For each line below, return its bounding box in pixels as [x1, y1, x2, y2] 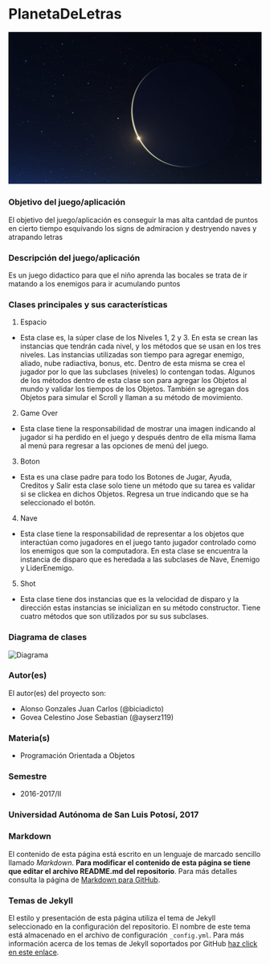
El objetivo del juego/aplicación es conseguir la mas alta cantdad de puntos [8, 215, 259, 225]
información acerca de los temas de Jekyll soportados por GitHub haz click [8, 938, 258, 948]
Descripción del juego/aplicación [8, 252, 141, 263]
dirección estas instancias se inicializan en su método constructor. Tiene [19, 603, 261, 612]
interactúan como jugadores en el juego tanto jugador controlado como [19, 538, 257, 547]
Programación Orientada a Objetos [19, 751, 135, 760]
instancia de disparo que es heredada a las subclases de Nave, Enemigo [19, 554, 260, 564]
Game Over [19, 408, 59, 418]
